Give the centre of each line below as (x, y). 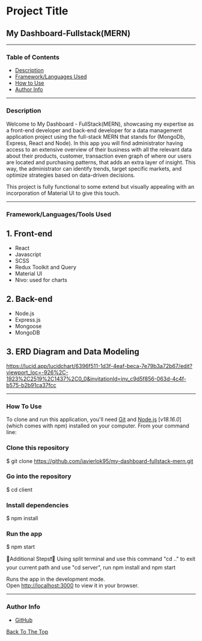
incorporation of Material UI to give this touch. (63, 193)
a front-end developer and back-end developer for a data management (94, 130)
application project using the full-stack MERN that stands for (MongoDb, (96, 136)
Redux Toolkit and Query (46, 267)
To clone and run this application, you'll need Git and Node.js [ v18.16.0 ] (94, 420)
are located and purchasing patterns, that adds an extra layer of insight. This (101, 162)
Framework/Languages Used (51, 77)
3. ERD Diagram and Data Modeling (73, 351)
